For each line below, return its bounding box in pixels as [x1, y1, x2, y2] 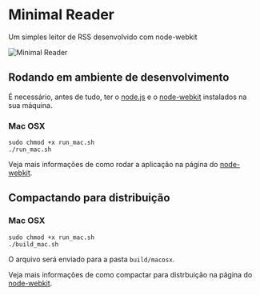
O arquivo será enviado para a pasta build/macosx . [8, 254, 175, 264]
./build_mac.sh [8, 240, 59, 249]
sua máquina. [8, 100, 53, 110]
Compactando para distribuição [8, 191, 170, 205]
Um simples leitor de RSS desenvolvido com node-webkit [8, 32, 198, 42]
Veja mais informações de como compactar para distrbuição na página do [8, 269, 253, 279]
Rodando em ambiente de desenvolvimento [8, 70, 230, 85]
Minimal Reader [8, 6, 114, 24]
